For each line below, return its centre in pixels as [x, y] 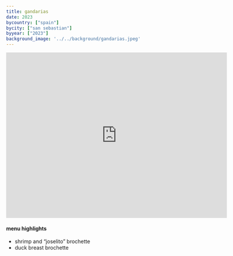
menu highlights [26, 228]
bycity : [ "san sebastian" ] [39, 28]
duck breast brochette [41, 248]
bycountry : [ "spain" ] [33, 22]
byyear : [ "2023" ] [27, 34]
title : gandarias [27, 11]
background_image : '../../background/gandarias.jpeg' [74, 39]
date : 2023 [19, 17]
